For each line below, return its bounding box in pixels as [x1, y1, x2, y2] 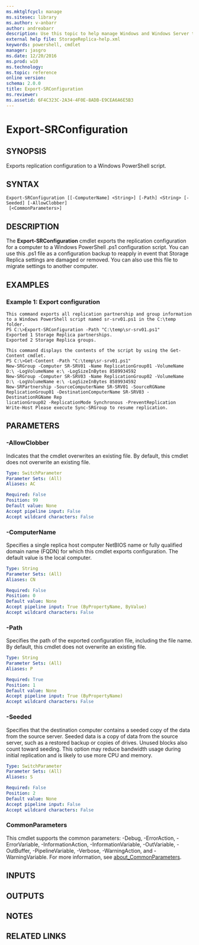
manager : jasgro [6, 48, 46, 53]
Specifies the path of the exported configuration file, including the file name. [6, 637, 192, 644]
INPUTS [6, 871, 36, 881]
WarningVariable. [6, 853, 49, 861]
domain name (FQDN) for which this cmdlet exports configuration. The [6, 547, 179, 555]
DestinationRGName [6, 394, 52, 400]
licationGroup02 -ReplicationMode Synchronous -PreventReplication [6, 399, 176, 405]
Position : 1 [6, 682, 36, 688]
